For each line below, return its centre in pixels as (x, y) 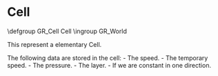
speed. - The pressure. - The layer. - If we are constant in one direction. (109, 65)
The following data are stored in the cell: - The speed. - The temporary (108, 58)
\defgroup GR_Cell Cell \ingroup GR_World (67, 31)
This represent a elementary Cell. (54, 44)
